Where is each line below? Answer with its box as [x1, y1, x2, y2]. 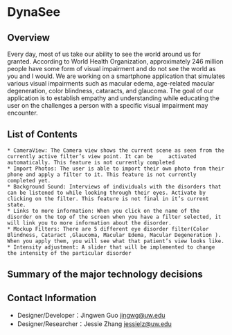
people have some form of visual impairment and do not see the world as [7, 65, 216, 73]
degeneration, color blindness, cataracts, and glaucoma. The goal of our [7, 87, 214, 95]
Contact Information [7, 291, 97, 304]
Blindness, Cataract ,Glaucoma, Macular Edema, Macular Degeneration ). [7, 231, 222, 238]
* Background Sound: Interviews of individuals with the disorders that [7, 183, 222, 190]
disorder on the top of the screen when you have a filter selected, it [7, 213, 222, 220]
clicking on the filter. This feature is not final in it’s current [7, 195, 209, 202]
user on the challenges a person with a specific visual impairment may [7, 102, 208, 109]
